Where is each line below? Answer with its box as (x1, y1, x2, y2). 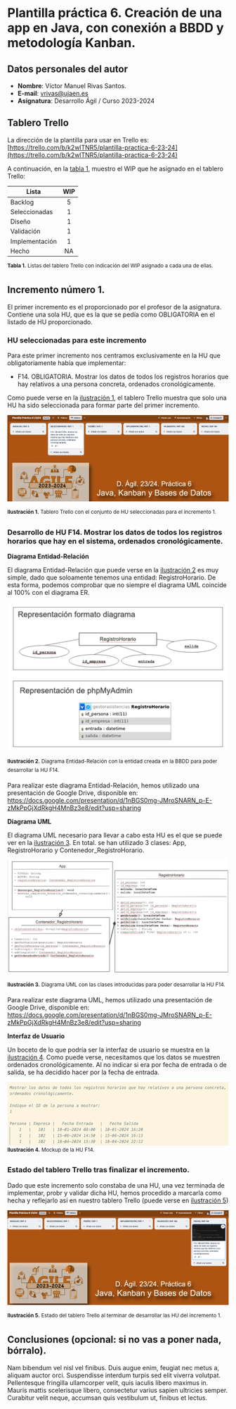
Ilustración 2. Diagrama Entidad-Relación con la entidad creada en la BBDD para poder (7, 758, 218, 765)
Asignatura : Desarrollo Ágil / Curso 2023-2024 (17, 97, 155, 105)
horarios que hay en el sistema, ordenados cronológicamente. (7, 536, 223, 546)
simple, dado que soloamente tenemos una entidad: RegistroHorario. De (7, 573, 216, 582)
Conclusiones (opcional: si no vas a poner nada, (7, 1334, 222, 1346)
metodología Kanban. (7, 35, 136, 51)
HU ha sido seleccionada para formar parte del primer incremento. (7, 401, 200, 410)
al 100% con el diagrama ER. (7, 589, 90, 597)
